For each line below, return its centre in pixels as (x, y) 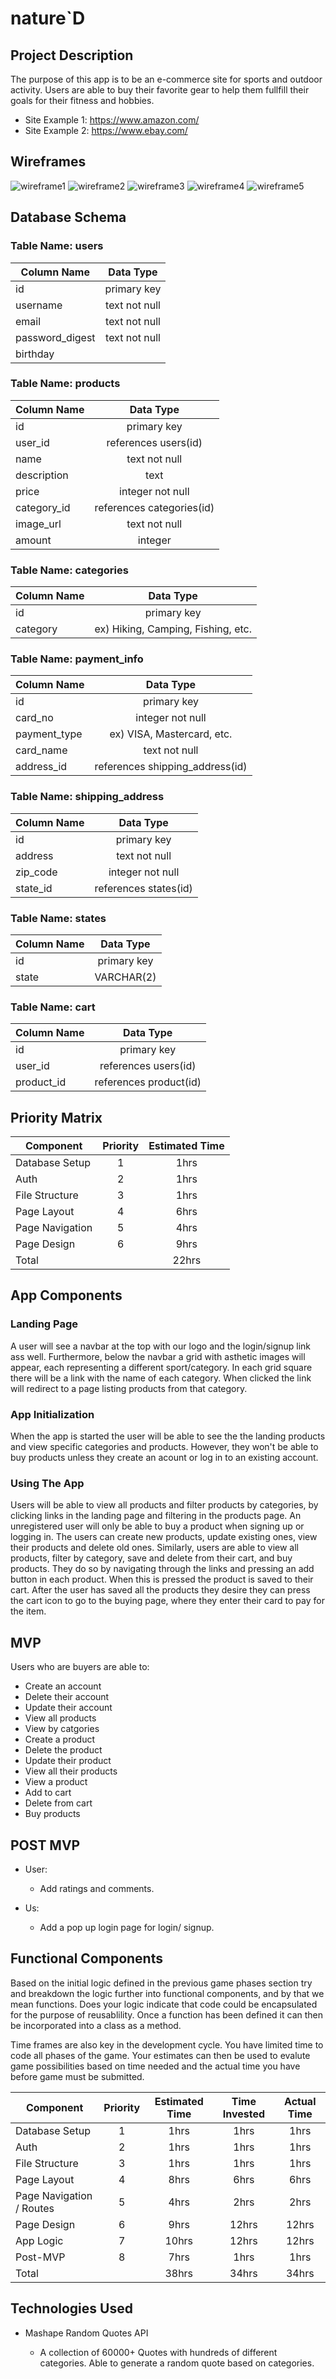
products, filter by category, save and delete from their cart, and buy (151, 1558)
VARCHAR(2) (125, 977)
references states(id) (143, 888)
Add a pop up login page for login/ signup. (127, 1927)
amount (33, 540)
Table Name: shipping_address (87, 797)
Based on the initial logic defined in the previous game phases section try (161, 1983)
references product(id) (148, 1082)
